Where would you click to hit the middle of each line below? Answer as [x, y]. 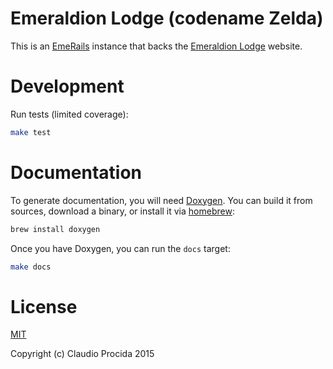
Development [67, 86]
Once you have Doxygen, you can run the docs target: [120, 248]
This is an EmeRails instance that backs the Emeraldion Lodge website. [156, 46]
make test [31, 132]
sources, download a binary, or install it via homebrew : [122, 211]
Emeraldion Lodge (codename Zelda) [167, 18]
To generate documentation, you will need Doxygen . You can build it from [161, 200]
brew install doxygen [55, 229]
